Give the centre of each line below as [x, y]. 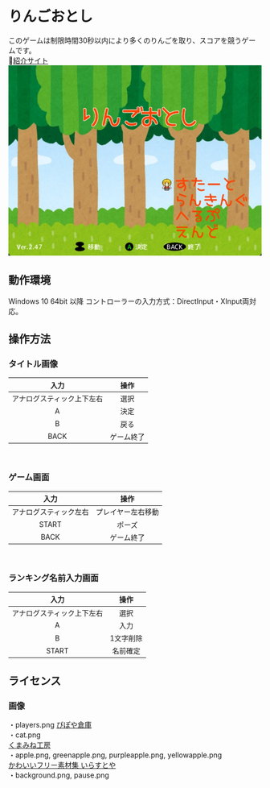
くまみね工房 [29, 745]
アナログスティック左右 [50, 512]
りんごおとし [51, 17]
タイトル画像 [33, 364]
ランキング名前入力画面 [53, 579]
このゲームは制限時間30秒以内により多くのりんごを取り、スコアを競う [125, 40]
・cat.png [25, 735]
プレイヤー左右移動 [127, 512]
